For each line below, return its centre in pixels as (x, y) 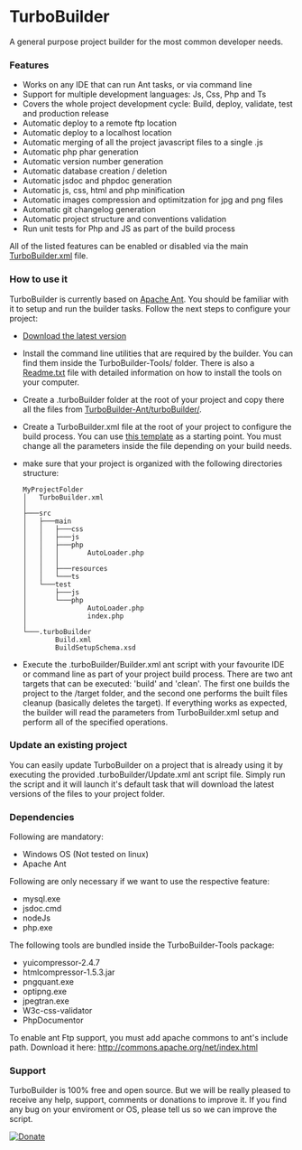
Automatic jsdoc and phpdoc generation (97, 181)
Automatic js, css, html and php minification (104, 191)
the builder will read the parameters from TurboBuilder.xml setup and (151, 712)
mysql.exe (41, 899)
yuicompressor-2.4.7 (61, 963)
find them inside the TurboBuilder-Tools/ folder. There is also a (138, 362)
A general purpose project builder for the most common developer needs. (146, 42)
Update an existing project (69, 745)
